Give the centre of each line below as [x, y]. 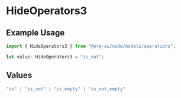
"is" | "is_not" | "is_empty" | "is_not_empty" [66, 89]
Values [19, 75]
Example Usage [35, 33]
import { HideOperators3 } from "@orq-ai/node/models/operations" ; [91, 46]
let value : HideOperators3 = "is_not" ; [55, 57]
